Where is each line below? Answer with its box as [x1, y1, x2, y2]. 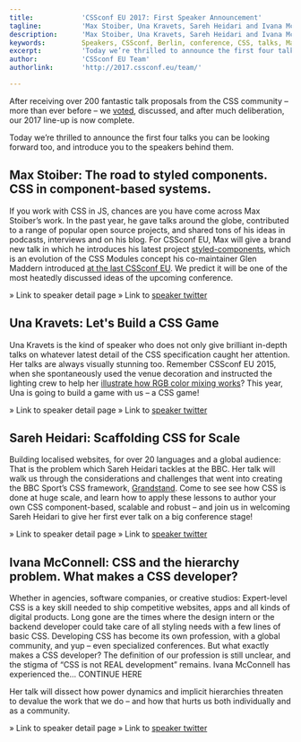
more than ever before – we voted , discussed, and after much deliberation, [9, 105, 285, 116]
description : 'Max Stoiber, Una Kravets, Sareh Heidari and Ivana [9, 30, 282, 39]
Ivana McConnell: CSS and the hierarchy [9, 554, 240, 570]
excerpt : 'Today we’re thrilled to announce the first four [9, 47, 275, 56]
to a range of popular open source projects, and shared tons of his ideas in [9, 224, 286, 235]
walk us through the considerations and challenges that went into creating [9, 473, 283, 484]
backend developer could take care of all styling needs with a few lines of [9, 621, 281, 633]
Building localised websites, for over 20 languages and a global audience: [9, 454, 281, 465]
